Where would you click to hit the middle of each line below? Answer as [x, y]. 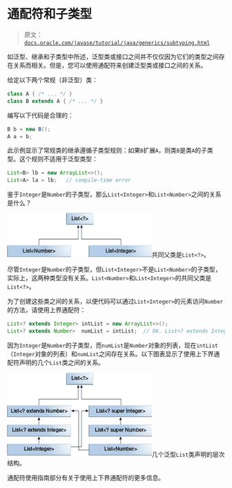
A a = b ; [20, 136]
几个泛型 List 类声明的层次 [188, 454]
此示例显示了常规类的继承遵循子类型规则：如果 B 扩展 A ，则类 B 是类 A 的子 [107, 150]
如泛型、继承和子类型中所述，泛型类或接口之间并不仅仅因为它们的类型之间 [113, 57]
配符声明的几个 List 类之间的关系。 [56, 362]
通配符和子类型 [50, 14]
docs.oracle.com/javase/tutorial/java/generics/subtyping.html [117, 43]
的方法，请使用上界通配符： [47, 310]
